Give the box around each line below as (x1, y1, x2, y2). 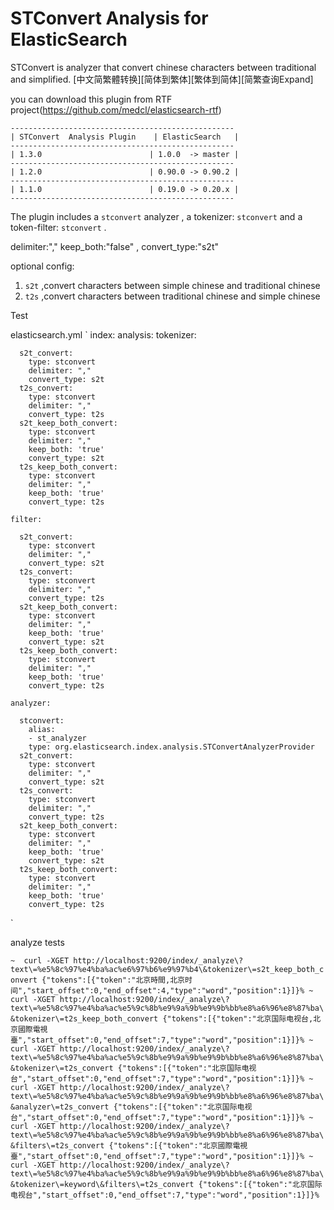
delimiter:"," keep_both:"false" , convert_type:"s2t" (10, 240, 219, 252)
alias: (28, 724, 56, 734)
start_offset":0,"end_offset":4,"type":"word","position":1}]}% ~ (31, 985, 314, 996)
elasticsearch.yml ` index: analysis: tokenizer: (10, 328, 197, 341)
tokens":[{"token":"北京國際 (117, 1140, 233, 1151)
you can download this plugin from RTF (10, 93, 173, 105)
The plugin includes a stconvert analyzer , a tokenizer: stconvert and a (10, 210, 303, 222)
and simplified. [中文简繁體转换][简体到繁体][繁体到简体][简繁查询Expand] (10, 73, 314, 85)
